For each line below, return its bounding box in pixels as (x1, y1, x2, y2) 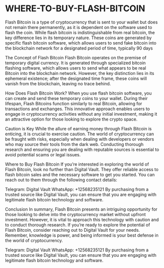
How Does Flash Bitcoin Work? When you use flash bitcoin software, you (5, 90, 152, 96)
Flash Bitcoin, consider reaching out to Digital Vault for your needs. (5, 227, 141, 233)
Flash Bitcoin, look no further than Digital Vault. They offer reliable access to (5, 166, 159, 172)
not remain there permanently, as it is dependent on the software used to (5, 24, 153, 30)
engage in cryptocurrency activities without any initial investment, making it (5, 111, 158, 117)
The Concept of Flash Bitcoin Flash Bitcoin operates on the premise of (5, 54, 147, 60)
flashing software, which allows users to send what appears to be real (5, 65, 146, 71)
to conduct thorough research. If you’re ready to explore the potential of (5, 221, 150, 228)
